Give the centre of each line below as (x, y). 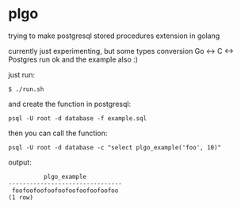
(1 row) (21, 197)
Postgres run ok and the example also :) (73, 59)
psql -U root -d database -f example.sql (78, 118)
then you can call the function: (58, 133)
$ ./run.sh (26, 89)
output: (20, 162)
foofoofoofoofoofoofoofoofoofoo (65, 191)
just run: (22, 74)
